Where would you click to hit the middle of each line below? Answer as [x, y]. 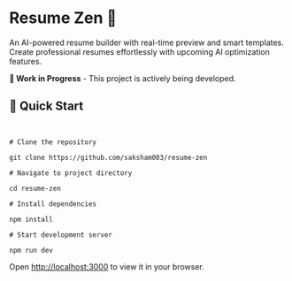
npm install [31, 219]
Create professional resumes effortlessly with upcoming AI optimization [139, 51]
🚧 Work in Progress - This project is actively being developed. [123, 78]
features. [26, 61]
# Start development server [61, 235]
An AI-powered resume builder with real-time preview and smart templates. [147, 42]
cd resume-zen [35, 188]
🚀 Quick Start [46, 106]
